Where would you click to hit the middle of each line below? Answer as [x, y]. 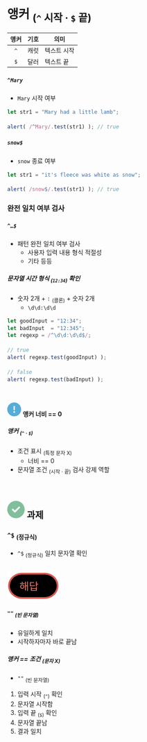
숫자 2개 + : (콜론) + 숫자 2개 [56, 299]
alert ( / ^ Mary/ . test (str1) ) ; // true [63, 127]
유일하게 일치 [35, 633]
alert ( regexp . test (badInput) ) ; [55, 379]
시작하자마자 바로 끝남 [47, 641]
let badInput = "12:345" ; [46, 328]
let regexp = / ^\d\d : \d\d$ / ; [49, 336]
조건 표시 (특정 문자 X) [45, 452]
